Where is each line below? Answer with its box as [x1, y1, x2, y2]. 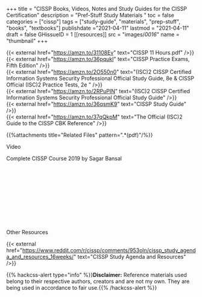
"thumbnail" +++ [6, 38, 48, 44]
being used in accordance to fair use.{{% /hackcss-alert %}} [6, 284, 157, 291]
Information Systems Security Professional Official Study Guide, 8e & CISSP [6, 75, 195, 82]
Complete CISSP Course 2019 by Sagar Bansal [6, 155, 122, 162]
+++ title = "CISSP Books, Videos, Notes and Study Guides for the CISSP [6, 5, 188, 12]
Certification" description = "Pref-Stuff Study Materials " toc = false [6, 11, 175, 19]
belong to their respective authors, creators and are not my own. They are [6, 278, 190, 285]
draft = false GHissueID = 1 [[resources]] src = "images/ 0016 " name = [6, 31, 180, 38]
